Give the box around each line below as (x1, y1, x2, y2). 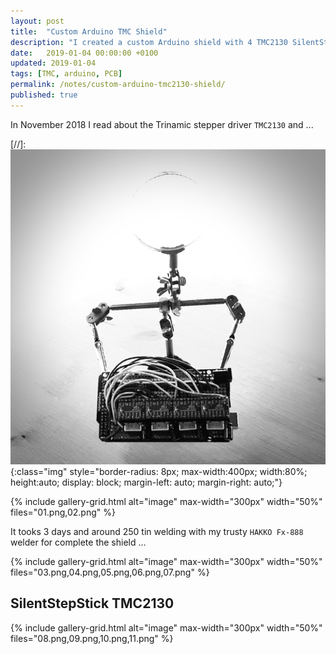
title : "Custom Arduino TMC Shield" (10, 26, 168, 37)
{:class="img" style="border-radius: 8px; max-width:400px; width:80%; (10, 465, 308, 477)
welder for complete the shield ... (10, 536, 147, 548)
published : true (10, 90, 78, 100)
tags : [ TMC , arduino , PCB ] (10, 69, 123, 79)
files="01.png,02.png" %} (10, 506, 116, 518)
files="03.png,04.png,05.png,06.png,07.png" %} (10, 566, 210, 578)
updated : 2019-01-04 (10, 58, 97, 69)
